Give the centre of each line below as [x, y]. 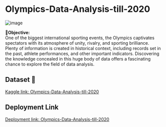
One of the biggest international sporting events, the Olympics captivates [80, 38]
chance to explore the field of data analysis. [50, 64]
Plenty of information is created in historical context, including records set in [83, 48]
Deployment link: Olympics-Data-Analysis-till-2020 [57, 119]
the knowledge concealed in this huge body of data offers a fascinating [78, 59]
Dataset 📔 [21, 80]
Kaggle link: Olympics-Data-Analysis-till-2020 [52, 92]
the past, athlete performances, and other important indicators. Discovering [82, 54]
